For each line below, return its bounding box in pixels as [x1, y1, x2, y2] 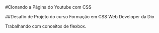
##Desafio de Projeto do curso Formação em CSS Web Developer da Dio [5, 14, 155, 19]
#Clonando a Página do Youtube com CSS [5, 4, 92, 10]
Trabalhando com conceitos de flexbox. [5, 23, 86, 29]
